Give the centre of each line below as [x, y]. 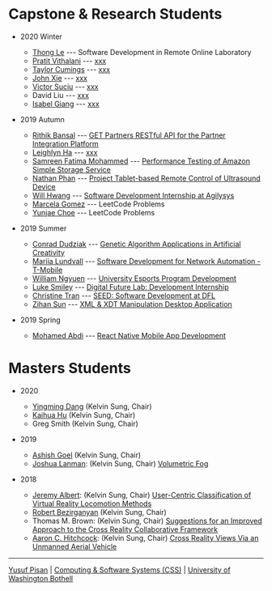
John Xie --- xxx [59, 78]
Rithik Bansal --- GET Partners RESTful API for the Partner [129, 135]
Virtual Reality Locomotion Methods [92, 504]
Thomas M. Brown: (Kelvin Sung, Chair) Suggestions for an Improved [147, 521]
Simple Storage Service [71, 169]
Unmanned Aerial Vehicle [74, 546]
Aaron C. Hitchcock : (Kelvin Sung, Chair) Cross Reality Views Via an [145, 538]
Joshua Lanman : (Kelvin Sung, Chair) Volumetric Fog [120, 463]
